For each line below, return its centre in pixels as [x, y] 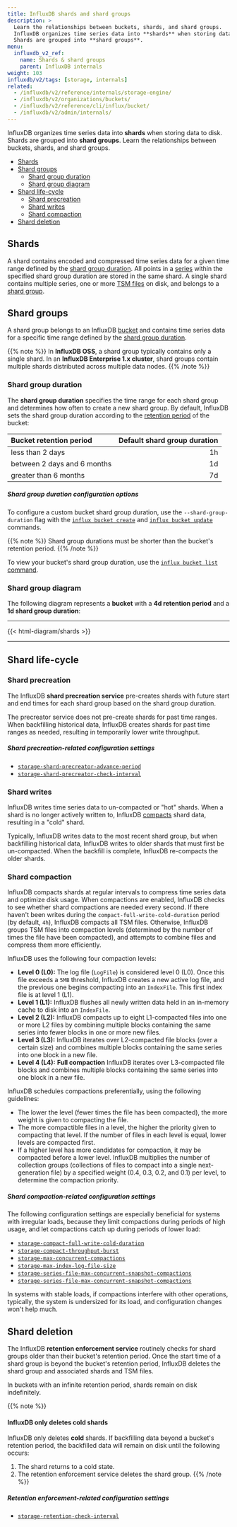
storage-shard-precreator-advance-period [79, 766]
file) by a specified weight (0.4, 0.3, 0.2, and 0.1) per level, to [138, 1172]
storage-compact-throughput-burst [68, 1251]
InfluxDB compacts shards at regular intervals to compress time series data [117, 892]
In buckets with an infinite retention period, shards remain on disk [102, 1385]
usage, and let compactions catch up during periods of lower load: [104, 1229]
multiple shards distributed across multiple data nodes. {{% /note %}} [109, 367]
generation [33, 1172]
